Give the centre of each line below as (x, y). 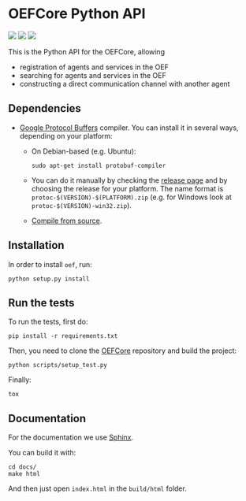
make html (24, 474)
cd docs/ (22, 467)
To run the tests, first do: (48, 322)
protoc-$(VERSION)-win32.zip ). (82, 205)
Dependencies (45, 108)
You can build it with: (42, 453)
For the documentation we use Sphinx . (71, 437)
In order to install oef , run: (50, 264)
